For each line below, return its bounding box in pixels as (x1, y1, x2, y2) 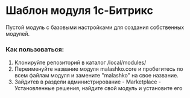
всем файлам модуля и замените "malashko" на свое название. (14, 72, 179, 79)
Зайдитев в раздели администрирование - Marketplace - (14, 78, 161, 85)
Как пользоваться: (5, 45, 65, 53)
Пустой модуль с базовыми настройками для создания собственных (5, 24, 185, 31)
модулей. (5, 30, 30, 37)
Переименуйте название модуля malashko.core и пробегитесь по (14, 65, 183, 73)
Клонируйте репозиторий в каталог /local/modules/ (14, 59, 147, 67)
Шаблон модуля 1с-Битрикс (5, 4, 153, 18)
